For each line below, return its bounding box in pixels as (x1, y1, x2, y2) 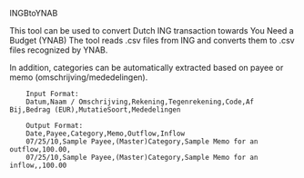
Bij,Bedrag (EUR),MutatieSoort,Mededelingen (9, 105, 181, 114)
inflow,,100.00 (9, 161, 67, 170)
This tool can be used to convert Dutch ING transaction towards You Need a (9, 25, 294, 35)
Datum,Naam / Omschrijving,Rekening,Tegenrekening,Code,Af (25, 97, 255, 106)
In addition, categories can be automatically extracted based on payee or (9, 63, 284, 73)
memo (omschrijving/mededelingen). (9, 72, 148, 83)
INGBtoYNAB (9, 8, 58, 18)
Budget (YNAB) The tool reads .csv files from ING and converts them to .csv (9, 35, 295, 45)
